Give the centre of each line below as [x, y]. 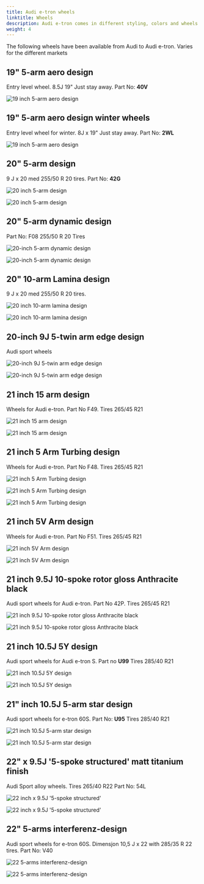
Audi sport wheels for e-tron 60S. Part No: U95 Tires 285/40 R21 [88, 719]
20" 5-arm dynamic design [59, 222]
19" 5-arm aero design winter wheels [78, 118]
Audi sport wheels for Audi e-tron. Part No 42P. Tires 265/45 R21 [88, 604]
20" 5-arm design [41, 164]
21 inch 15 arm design [48, 394]
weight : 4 [19, 29]
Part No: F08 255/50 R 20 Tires [46, 236]
